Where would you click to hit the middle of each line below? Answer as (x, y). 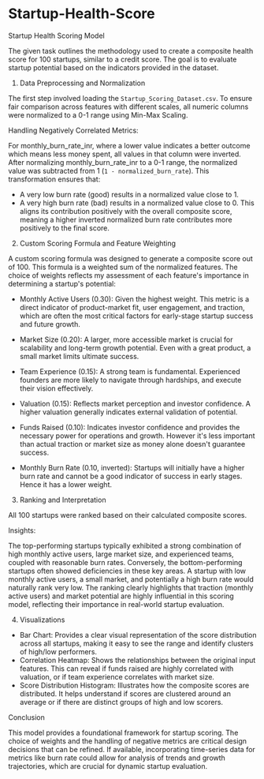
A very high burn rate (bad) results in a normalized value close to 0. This (137, 203)
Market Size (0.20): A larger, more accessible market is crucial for (126, 339)
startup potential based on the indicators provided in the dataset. (113, 67)
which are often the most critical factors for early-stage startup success (136, 316)
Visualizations (42, 620)
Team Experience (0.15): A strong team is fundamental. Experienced (130, 371)
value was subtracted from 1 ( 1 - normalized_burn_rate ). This (109, 170)
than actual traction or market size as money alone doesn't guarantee (132, 444)
